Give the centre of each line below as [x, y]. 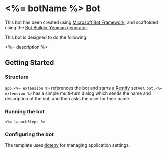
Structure [17, 77]
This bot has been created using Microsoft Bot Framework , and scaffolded [82, 22]
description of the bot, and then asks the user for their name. [68, 98]
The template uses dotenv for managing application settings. [68, 145]
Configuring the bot [29, 134]
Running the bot [25, 111]
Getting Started [30, 63]
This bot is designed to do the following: [46, 37]
